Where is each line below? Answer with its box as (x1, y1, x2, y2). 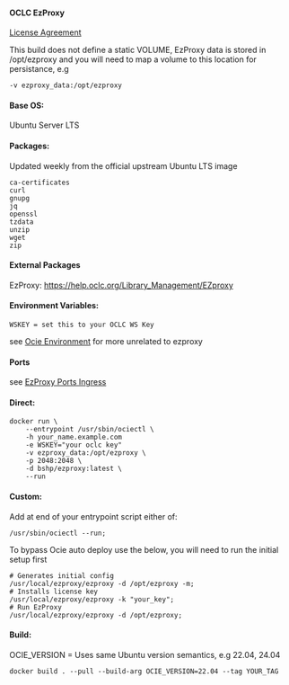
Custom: (9, 491, 42, 503)
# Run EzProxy (9, 602, 63, 611)
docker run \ (9, 417, 58, 426)
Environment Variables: (9, 300, 100, 311)
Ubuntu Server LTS (9, 120, 80, 130)
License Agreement (9, 27, 83, 38)
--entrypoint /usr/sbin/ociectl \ (25, 425, 154, 434)
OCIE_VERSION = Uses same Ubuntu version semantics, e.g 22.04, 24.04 (9, 649, 281, 660)
